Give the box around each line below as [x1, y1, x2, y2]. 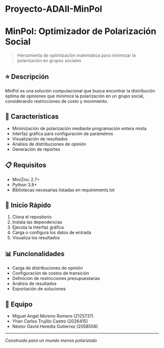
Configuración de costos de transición [12, 270, 89, 276]
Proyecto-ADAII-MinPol [5, 3, 102, 15]
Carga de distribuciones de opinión [12, 265, 83, 271]
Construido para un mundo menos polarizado [5, 338, 97, 343]
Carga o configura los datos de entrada [12, 230, 91, 235]
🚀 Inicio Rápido [5, 201, 51, 209]
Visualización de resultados [12, 136, 68, 141]
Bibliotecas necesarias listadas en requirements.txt [12, 187, 115, 193]
